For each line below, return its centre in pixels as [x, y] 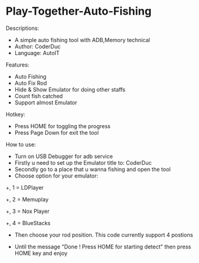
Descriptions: [23, 28]
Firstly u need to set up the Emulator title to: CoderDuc [83, 162]
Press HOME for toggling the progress [63, 126]
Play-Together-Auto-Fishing [79, 11]
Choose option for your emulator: [56, 176]
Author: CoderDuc [38, 46]
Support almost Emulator [46, 103]
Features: [18, 65]
